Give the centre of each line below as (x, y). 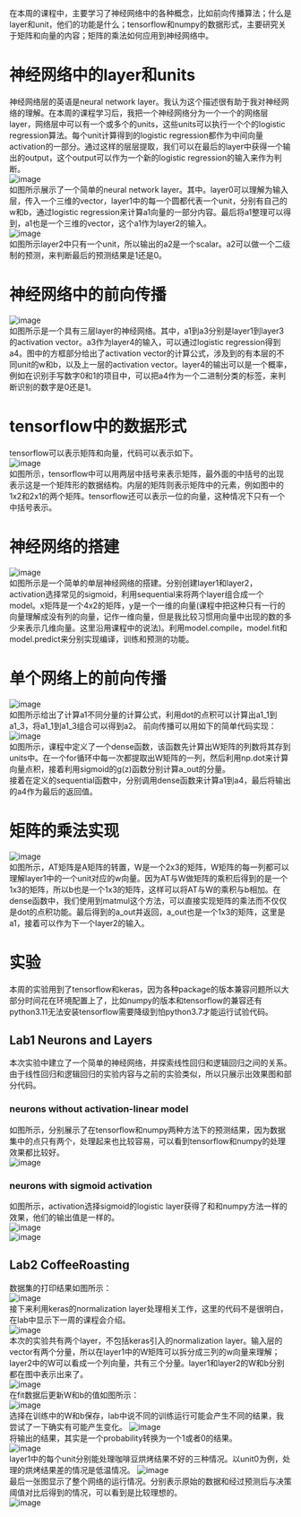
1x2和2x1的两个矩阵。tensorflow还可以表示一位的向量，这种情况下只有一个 (147, 496)
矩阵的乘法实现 (64, 831)
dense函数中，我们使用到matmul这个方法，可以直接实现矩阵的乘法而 (137, 900)
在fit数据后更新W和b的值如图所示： (74, 1395)
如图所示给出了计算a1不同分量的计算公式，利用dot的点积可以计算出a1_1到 (143, 715)
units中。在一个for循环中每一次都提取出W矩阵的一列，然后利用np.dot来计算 (149, 758)
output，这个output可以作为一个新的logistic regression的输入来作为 (150, 157)
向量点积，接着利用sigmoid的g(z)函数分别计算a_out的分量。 (120, 768)
